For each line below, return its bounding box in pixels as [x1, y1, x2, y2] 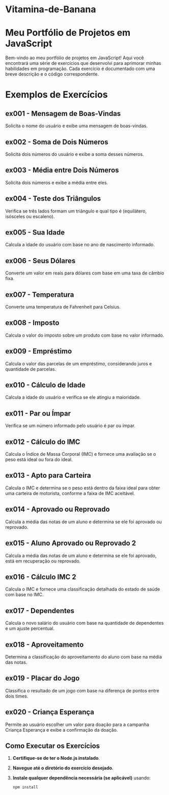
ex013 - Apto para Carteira [5, 471, 91, 480]
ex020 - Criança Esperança [5, 708, 94, 716]
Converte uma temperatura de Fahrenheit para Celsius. [5, 304, 121, 310]
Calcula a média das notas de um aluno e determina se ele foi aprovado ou [5, 519, 162, 525]
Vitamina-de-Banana [5, 4, 96, 15]
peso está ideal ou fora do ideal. [5, 456, 73, 463]
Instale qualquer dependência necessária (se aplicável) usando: [12, 775, 151, 781]
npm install [12, 785, 38, 790]
